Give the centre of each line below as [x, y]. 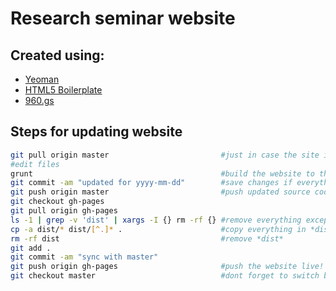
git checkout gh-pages [57, 202]
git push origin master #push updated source [160, 192]
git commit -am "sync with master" [84, 257]
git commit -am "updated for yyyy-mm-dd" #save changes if [151, 183]
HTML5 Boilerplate [63, 90]
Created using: [57, 55]
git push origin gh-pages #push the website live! [167, 267]
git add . [31, 248]
